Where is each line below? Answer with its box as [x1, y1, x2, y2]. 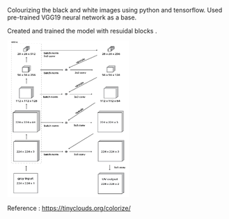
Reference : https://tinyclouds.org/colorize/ [7, 204, 131, 212]
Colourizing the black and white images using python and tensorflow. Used [7, 6, 223, 14]
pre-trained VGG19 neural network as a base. [7, 13, 137, 22]
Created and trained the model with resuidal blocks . [7, 27, 157, 35]
